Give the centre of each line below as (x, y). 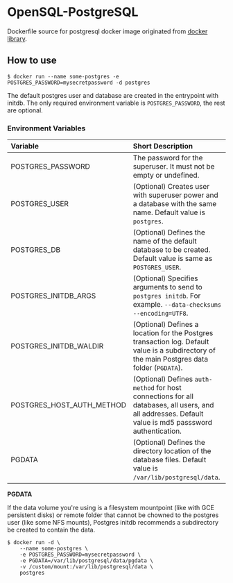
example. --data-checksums (177, 305)
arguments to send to (167, 287)
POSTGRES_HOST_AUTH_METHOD (69, 405)
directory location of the (172, 451)
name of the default (165, 242)
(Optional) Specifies (166, 278)
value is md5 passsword (173, 423)
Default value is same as (173, 259)
